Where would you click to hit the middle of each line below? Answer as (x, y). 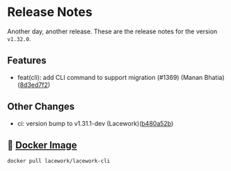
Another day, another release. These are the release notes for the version (112, 31)
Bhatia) (214, 77)
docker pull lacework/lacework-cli (59, 161)
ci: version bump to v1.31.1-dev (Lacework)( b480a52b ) (95, 123)
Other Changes (41, 107)
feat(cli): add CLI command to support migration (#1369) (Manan (110, 77)
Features (27, 61)
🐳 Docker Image (42, 145)
